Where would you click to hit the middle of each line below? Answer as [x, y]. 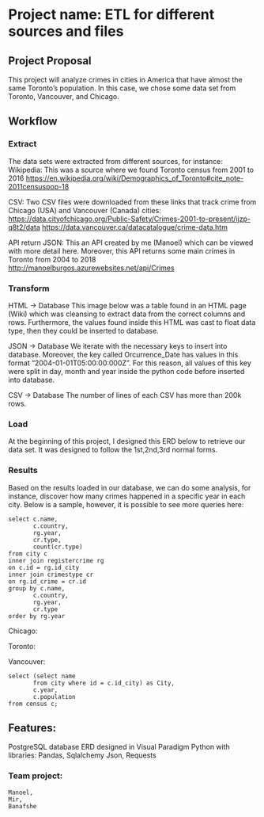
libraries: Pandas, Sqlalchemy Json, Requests [82, 755]
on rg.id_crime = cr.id [47, 581]
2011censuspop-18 [39, 186]
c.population [55, 697]
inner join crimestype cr [51, 575]
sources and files [66, 31]
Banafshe [23, 806]
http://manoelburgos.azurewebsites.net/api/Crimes [92, 268]
